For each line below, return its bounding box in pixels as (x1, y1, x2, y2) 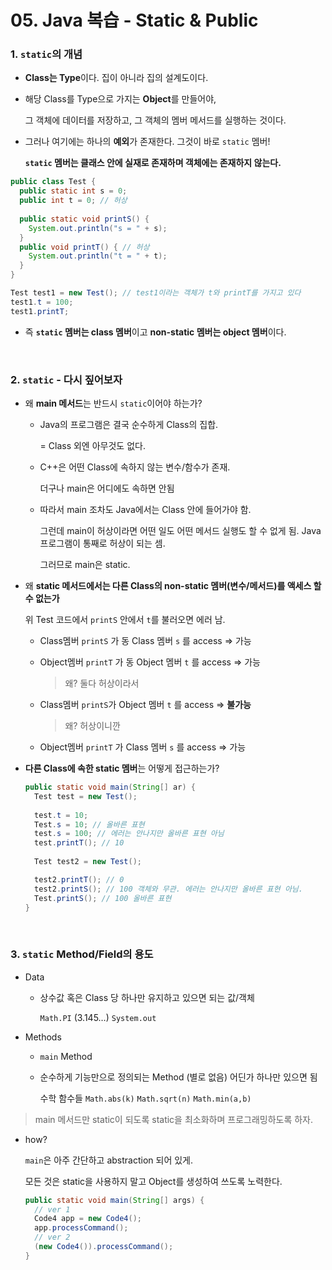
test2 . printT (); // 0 (34, 874, 125, 885)
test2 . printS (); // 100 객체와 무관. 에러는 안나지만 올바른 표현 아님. (34, 884, 303, 894)
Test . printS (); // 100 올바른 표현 (34, 893, 172, 903)
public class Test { (10, 177, 97, 187)
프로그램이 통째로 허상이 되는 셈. (39, 537, 166, 550)
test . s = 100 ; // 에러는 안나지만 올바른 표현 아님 (34, 829, 225, 839)
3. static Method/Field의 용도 (10, 947, 154, 961)
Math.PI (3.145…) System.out (39, 1011, 157, 1023)
